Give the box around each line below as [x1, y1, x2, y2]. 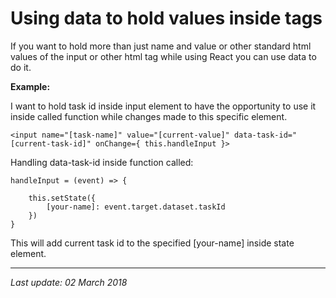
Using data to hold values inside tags [10, 7, 323, 30]
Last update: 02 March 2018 [10, 276, 128, 288]
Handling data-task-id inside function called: [10, 156, 194, 168]
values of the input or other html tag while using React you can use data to [10, 50, 317, 62]
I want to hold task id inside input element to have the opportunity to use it [10, 100, 317, 112]
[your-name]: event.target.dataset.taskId [46, 202, 226, 212]
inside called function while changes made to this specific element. [10, 110, 288, 122]
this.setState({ [28, 193, 97, 203]
